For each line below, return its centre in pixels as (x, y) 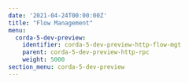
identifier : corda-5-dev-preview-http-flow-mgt (102, 45)
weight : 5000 (44, 60)
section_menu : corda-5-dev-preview (67, 67)
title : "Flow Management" (50, 23)
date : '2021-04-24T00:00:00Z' (58, 15)
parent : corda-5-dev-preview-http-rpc (86, 52)
